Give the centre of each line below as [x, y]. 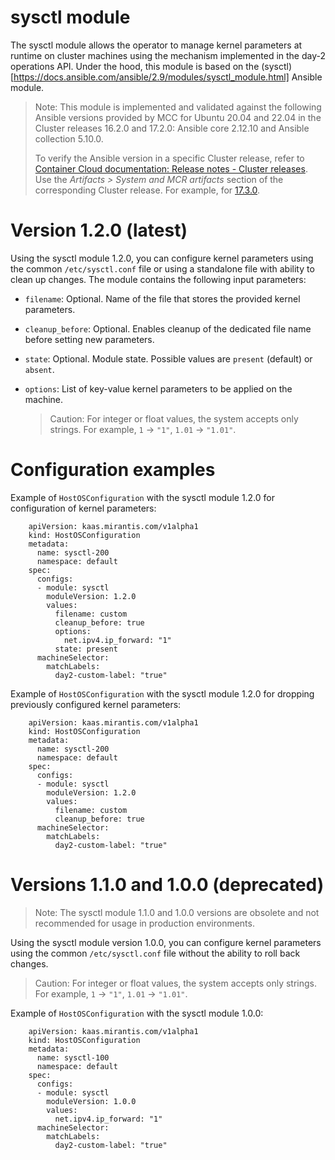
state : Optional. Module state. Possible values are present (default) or [168, 358]
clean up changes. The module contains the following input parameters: [158, 279]
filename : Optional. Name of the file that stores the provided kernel [162, 298]
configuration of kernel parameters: [83, 508]
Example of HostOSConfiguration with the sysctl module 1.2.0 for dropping [162, 693]
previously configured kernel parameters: [96, 704]
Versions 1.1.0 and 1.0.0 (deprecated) [167, 885]
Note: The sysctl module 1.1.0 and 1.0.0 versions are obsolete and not [177, 912]
